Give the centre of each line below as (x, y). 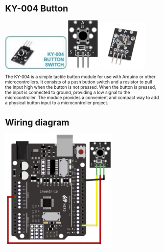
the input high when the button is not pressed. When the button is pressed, (81, 87)
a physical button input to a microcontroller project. (57, 102)
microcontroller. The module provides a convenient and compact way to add (82, 97)
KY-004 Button (37, 9)
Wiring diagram (37, 122)
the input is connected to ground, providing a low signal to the (68, 92)
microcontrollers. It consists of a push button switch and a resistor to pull (79, 82)
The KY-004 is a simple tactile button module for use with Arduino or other (80, 76)
